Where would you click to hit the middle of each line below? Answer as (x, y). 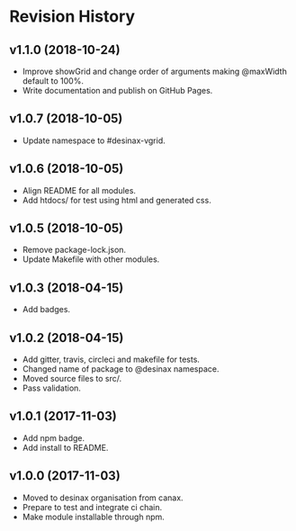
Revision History (72, 17)
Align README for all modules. (79, 190)
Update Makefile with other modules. (91, 259)
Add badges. (46, 310)
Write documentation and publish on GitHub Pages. (117, 90)
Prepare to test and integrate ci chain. (92, 507)
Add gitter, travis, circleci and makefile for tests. (111, 360)
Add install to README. (65, 447)
